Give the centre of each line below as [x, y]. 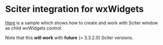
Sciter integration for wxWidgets [74, 9]
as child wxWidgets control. [34, 28]
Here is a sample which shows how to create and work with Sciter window [82, 23]
